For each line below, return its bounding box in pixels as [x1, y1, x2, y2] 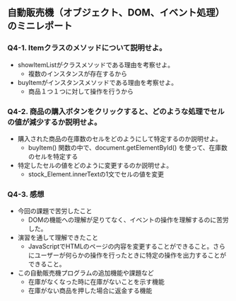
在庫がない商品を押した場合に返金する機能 [28, 286, 153, 295]
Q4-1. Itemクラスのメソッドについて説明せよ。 [7, 43, 167, 53]
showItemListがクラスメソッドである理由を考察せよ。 [17, 60, 175, 69]
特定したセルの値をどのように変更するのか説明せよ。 [17, 161, 173, 169]
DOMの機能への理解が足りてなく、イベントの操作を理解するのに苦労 [28, 215, 230, 225]
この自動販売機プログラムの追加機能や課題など [17, 268, 154, 278]
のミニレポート [7, 20, 73, 32]
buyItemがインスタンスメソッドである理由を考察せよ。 [17, 78, 178, 86]
